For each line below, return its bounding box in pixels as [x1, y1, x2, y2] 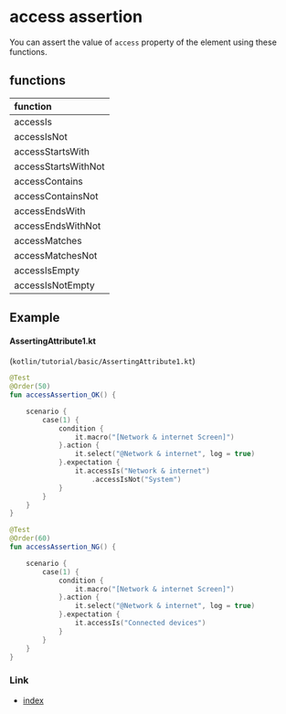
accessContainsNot [14, 189, 99, 202]
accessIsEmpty [14, 263, 80, 276]
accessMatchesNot [14, 249, 98, 261]
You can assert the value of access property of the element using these [9, 37, 277, 48]
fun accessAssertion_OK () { [9, 390, 117, 400]
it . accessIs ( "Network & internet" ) [74, 466, 210, 476]
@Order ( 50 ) [9, 382, 51, 391]
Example [9, 310, 60, 325]
